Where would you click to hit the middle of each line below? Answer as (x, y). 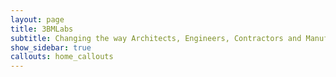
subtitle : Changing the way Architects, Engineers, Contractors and (156, 38)
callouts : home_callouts (62, 57)
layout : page (37, 19)
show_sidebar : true (51, 47)
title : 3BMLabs (42, 29)
